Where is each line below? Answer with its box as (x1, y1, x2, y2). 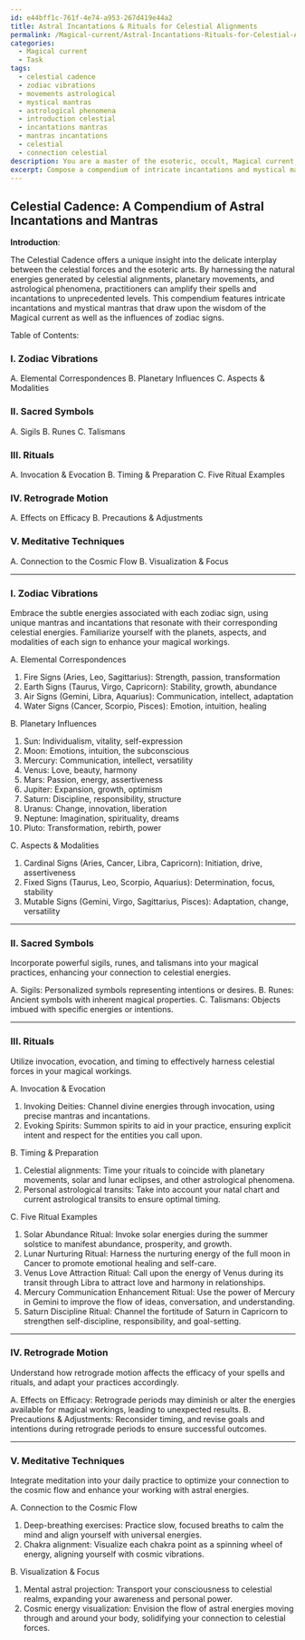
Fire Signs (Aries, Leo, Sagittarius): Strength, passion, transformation (23, 671, 281, 682)
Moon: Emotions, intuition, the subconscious (23, 745, 189, 756)
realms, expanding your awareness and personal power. (23, 1594, 234, 1605)
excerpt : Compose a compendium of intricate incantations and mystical (10, 165, 286, 174)
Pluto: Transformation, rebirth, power (23, 822, 162, 833)
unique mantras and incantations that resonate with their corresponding (10, 617, 279, 628)
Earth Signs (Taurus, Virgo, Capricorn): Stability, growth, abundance (23, 681, 278, 692)
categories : (10, 38, 55, 48)
